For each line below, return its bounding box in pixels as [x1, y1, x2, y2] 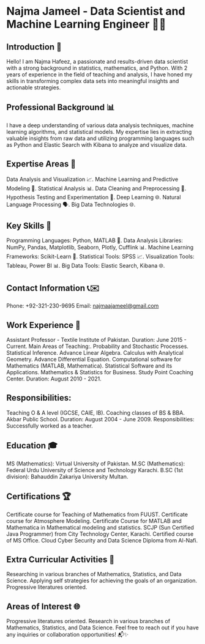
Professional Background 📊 [6, 102, 115, 113]
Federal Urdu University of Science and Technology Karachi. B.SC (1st [6, 466, 184, 473]
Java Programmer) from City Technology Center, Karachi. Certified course [6, 530, 194, 538]
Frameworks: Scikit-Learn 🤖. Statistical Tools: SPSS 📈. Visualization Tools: [6, 253, 195, 261]
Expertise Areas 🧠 [6, 159, 76, 169]
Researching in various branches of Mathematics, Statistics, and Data [6, 571, 182, 578]
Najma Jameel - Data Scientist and [6, 4, 185, 18]
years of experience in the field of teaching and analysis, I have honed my [6, 71, 193, 78]
